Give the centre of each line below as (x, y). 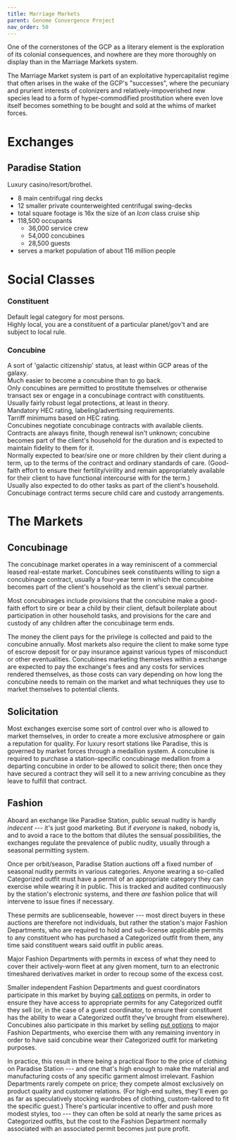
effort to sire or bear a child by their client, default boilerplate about (119, 608)
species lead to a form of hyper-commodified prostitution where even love (115, 98)
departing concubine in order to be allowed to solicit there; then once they (115, 766)
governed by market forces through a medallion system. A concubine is (111, 751)
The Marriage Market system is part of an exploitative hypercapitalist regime (118, 76)
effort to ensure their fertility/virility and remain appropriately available (124, 471)
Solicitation (33, 711)
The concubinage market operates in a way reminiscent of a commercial (112, 565)
